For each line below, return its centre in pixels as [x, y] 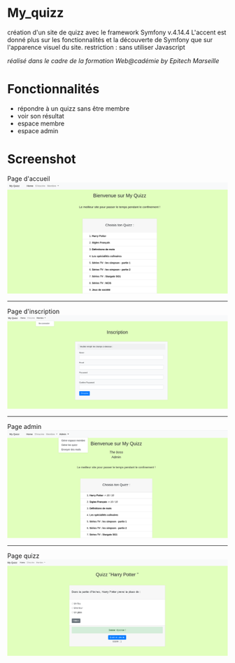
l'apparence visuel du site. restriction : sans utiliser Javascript [96, 47]
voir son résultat [41, 116]
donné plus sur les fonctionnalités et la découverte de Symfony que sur [110, 39]
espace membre [41, 123]
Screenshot [42, 159]
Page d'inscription [34, 312]
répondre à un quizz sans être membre [73, 108]
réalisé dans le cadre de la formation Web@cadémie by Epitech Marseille [113, 60]
